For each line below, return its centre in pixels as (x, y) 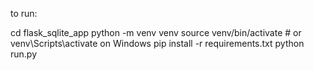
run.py (24, 54)
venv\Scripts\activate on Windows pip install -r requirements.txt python (157, 43)
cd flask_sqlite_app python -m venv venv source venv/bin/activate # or (156, 32)
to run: (24, 13)
